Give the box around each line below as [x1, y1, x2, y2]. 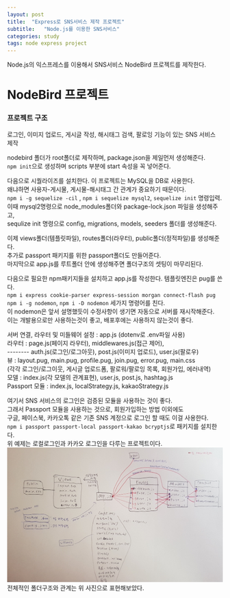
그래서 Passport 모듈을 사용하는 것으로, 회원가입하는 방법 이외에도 [7, 405, 184, 413]
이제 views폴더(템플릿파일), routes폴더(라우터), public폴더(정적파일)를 [7, 234, 196, 242]
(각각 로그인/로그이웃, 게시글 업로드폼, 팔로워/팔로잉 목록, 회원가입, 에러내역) [7, 364, 212, 373]
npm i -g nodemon [7, 300, 57, 307]
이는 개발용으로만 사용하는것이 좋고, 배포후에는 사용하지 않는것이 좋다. [7, 315, 194, 324]
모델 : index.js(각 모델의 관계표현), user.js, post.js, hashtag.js [7, 373, 173, 381]
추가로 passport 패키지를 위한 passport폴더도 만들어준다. [7, 251, 162, 259]
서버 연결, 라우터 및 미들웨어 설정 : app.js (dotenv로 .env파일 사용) [7, 330, 186, 339]
